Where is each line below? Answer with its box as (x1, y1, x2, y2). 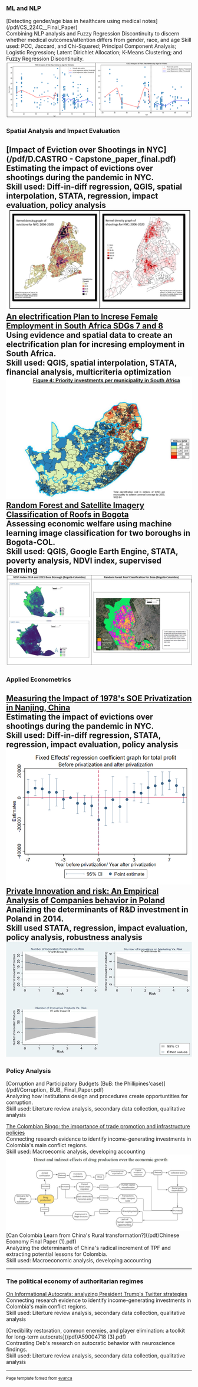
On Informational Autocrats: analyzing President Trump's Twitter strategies (6, 1291, 187, 1298)
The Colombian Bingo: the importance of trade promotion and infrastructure (6, 1123, 190, 1130)
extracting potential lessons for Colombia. (6, 1251, 108, 1258)
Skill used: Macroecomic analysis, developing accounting (6, 1148, 146, 1155)
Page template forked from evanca (6, 1375, 72, 1382)
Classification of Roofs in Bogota (6, 510, 129, 520)
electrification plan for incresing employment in (6, 340, 185, 350)
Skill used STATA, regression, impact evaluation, (6, 923, 188, 933)
